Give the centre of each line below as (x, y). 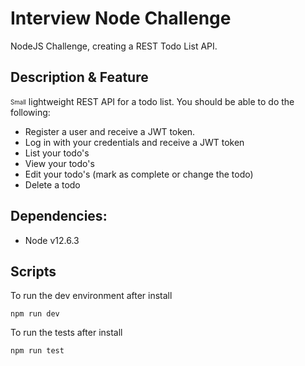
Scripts (33, 271)
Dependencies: (59, 216)
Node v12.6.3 (52, 240)
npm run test (37, 351)
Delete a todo (52, 184)
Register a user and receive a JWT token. (110, 131)
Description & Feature (79, 77)
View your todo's (59, 163)
